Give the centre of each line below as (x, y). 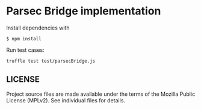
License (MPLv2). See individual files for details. (66, 100)
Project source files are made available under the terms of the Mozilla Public (101, 94)
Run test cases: (25, 50)
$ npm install (24, 39)
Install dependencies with (38, 28)
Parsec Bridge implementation (84, 11)
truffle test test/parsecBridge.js (51, 61)
